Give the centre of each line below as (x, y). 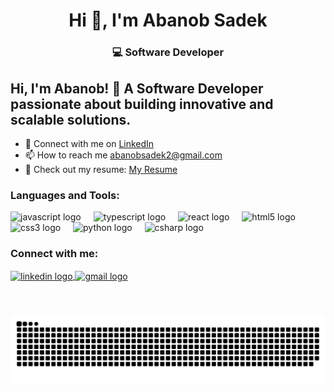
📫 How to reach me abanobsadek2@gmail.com (123, 155)
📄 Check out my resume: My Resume (101, 169)
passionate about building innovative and (142, 104)
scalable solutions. (71, 119)
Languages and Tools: (65, 195)
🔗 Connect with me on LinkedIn (89, 143)
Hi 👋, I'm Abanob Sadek (168, 20)
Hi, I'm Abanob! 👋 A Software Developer (137, 88)
